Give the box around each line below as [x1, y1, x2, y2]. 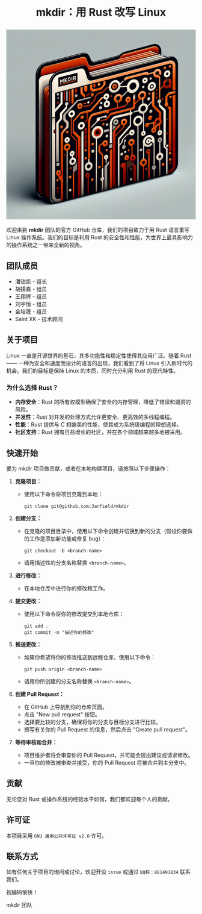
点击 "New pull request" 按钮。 [23, 710, 101, 718]
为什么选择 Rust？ [6, 383, 59, 392]
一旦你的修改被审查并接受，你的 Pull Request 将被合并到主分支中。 [23, 759, 190, 766]
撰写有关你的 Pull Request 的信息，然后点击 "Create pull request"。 [23, 725, 191, 733]
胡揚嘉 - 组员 [14, 286, 47, 292]
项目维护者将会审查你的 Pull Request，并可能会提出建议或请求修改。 [23, 751, 194, 759]
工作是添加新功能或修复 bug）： [29, 534, 106, 542]
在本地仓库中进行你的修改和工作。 [23, 584, 109, 592]
